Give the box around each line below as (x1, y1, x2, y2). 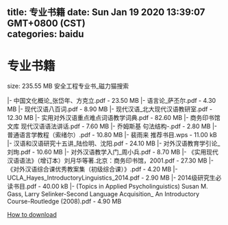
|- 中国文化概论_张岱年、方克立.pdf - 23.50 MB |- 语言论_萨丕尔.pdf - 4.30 (7, 97, 216, 105)
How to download (7, 211, 57, 219)
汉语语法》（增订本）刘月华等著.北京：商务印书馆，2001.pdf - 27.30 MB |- (7, 156, 214, 165)
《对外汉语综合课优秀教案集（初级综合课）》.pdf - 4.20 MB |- (7, 165, 178, 174)
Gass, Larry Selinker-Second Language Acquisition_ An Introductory (7, 190, 200, 198)
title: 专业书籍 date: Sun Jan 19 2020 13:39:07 (7, 6, 205, 19)
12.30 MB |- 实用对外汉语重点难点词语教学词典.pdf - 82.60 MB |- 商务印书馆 (7, 114, 220, 122)
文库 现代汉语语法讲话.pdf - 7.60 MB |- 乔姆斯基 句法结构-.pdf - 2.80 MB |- (7, 122, 218, 130)
